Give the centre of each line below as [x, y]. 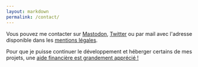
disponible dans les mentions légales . [52, 40]
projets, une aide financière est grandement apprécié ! [73, 58]
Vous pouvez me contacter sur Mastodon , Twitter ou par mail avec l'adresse [99, 33]
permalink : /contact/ [33, 17]
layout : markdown [28, 11]
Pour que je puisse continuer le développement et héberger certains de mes [99, 51]
